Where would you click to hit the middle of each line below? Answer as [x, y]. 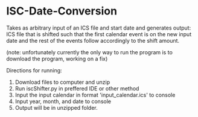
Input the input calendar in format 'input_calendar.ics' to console [95, 95]
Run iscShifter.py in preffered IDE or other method [77, 88]
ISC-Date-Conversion [62, 11]
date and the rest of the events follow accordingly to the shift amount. [93, 40]
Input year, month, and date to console [63, 101]
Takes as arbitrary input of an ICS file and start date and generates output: [99, 28]
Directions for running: [34, 70]
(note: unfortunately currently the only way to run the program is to [90, 52]
